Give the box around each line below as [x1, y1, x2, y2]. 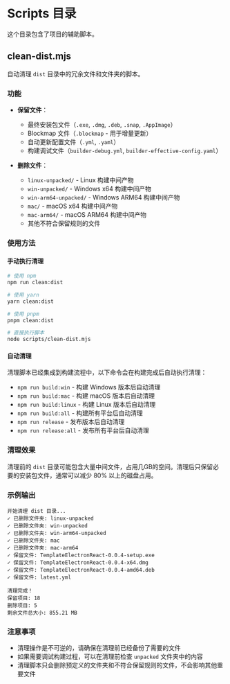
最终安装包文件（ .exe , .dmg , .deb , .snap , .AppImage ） [27, 121, 177, 129]
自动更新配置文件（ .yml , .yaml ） [27, 138, 120, 146]
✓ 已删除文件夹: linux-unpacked [7, 515, 95, 522]
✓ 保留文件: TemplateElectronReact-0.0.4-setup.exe [7, 552, 155, 559]
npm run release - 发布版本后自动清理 [17, 418, 125, 426]
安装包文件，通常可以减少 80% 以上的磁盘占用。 [19, 471, 157, 480]
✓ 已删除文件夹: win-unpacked [7, 522, 88, 529]
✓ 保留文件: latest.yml [7, 574, 71, 581]
